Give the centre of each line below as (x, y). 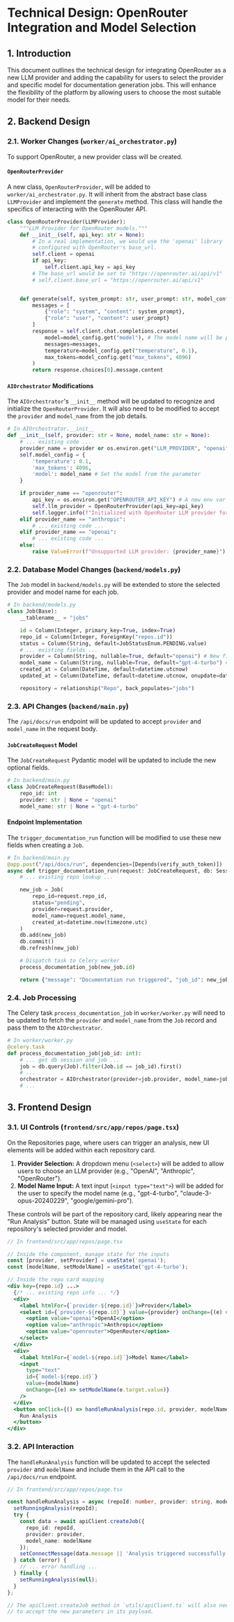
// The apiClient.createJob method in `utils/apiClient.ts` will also (112, 1605)
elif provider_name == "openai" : (68, 532)
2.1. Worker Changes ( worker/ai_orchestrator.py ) (92, 141)
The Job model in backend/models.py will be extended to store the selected (114, 585)
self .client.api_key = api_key (90, 267)
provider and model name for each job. (63, 592)
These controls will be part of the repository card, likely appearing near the (115, 1214)
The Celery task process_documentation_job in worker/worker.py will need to (116, 1013)
